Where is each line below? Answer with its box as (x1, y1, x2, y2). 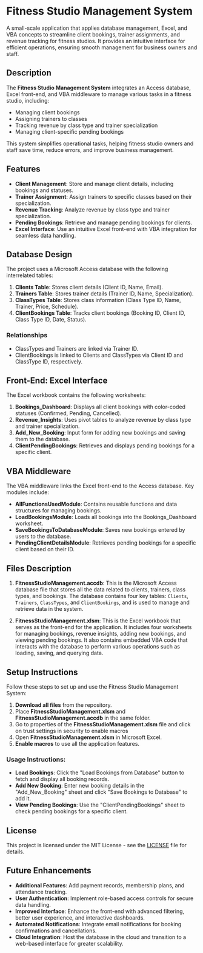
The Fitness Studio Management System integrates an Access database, (6, 84, 191, 91)
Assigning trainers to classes (15, 115, 88, 122)
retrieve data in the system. (15, 605, 84, 613)
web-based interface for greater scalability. (15, 940, 124, 947)
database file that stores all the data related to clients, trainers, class (15, 586, 186, 593)
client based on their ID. (15, 546, 75, 553)
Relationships (6, 331, 48, 340)
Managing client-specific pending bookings (15, 128, 124, 135)
